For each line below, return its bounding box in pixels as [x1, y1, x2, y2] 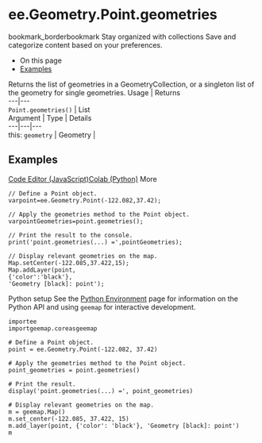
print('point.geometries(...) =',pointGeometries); [8, 238, 183, 246]
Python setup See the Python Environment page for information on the [8, 294, 239, 303]
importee [8, 318, 37, 326]
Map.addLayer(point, [8, 266, 77, 274]
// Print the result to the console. [8, 231, 133, 239]
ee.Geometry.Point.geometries [8, 6, 218, 24]
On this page [19, 56, 62, 65]
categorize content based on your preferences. [8, 40, 163, 49]
